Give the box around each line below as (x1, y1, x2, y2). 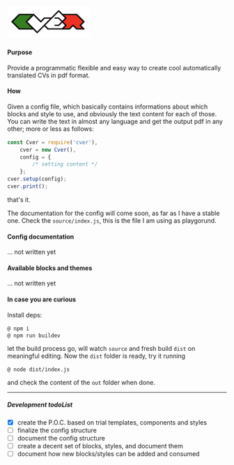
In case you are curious (7, 295, 77, 304)
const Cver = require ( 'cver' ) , (7, 139, 98, 145)
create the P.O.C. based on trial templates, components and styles (17, 418, 208, 427)
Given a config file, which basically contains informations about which (7, 102, 208, 111)
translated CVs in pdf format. (7, 71, 91, 79)
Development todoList (7, 400, 73, 409)
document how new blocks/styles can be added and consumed (17, 449, 200, 458)
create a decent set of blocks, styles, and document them (17, 441, 183, 450)
